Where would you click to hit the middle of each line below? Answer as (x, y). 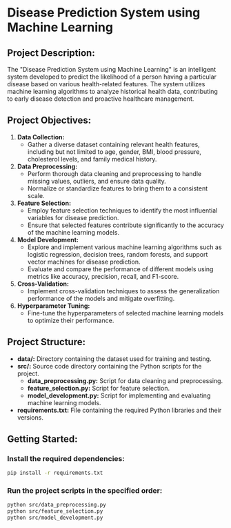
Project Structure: (47, 342)
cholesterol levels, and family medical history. (92, 159)
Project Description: (51, 53)
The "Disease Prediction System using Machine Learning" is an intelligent (111, 69)
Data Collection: (41, 137)
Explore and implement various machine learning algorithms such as (124, 247)
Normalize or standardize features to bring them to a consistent (118, 188)
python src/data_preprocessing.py (57, 505)
